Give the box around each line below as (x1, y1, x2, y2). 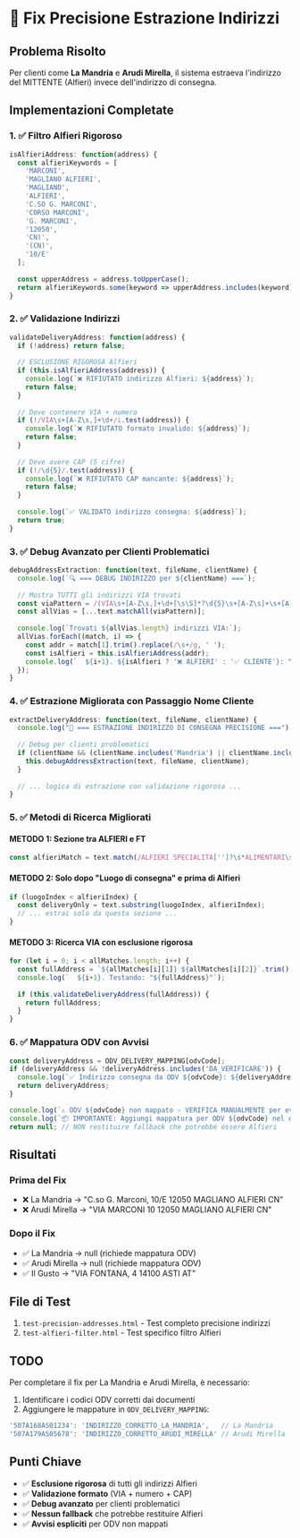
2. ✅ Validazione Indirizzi (9, 312, 121, 325)
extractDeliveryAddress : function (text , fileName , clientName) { (9, 715, 257, 724)
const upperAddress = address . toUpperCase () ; (17, 275, 190, 284)
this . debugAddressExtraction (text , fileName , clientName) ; (25, 756, 250, 766)
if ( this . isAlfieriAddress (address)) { (17, 366, 166, 375)
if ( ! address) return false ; (17, 341, 126, 350)
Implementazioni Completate (9, 103, 174, 118)
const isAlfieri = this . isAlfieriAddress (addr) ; (25, 649, 210, 658)
